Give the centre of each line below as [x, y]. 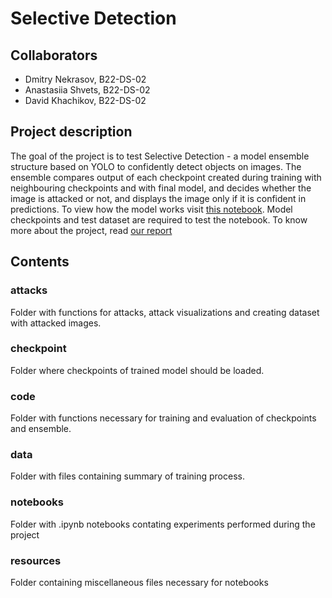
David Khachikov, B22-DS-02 [85, 100]
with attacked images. [56, 323]
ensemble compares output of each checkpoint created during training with [166, 177]
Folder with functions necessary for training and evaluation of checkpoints [163, 418]
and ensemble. [41, 429]
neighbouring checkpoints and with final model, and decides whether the [161, 188]
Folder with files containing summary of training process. [127, 476]
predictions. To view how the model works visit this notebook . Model [151, 209]
